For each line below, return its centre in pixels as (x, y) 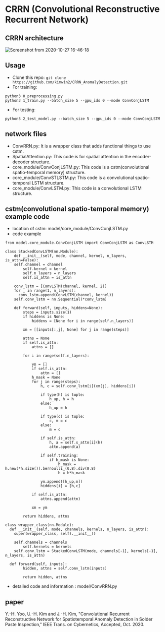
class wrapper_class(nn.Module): (40, 525)
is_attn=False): (22, 260)
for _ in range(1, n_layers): (45, 291)
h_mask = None (46, 378)
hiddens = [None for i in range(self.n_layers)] (82, 321)
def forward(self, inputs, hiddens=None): (58, 308)
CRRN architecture (35, 38)
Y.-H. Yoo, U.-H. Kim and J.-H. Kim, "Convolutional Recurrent (67, 614)
